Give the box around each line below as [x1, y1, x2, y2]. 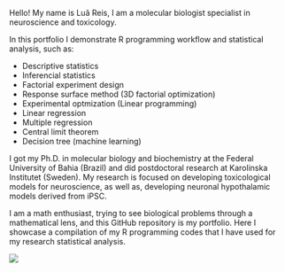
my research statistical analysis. [9, 237, 126, 246]
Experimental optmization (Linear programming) [21, 98, 197, 109]
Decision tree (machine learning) [21, 136, 142, 146]
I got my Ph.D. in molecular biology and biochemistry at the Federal [9, 153, 254, 163]
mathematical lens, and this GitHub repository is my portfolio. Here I [9, 217, 257, 228]
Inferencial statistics [21, 70, 96, 81]
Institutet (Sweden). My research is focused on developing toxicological [9, 172, 272, 183]
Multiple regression [21, 117, 93, 128]
